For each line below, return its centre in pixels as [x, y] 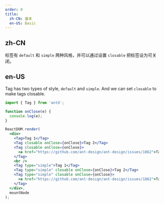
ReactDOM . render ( [23, 130]
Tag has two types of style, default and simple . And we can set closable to [81, 89]
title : [12, 14]
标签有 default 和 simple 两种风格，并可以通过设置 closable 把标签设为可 [79, 55]
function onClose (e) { [28, 111]
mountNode [19, 193]
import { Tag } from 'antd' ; [35, 103]
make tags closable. [25, 93]
